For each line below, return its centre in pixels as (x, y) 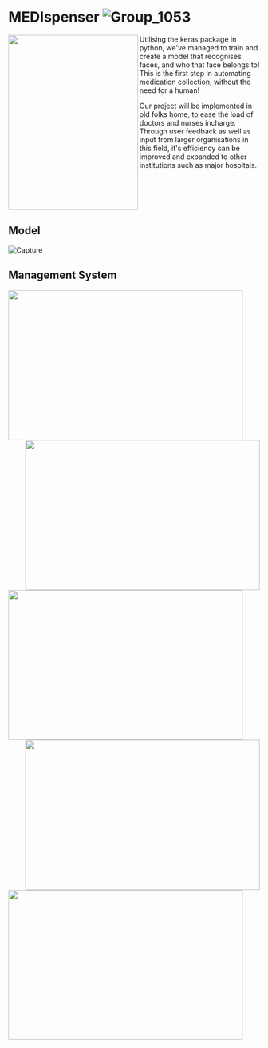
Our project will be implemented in (196, 106)
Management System (63, 275)
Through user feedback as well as (195, 131)
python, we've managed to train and (199, 47)
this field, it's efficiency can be (190, 148)
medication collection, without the (195, 82)
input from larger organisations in (194, 139)
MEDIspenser (54, 17)
